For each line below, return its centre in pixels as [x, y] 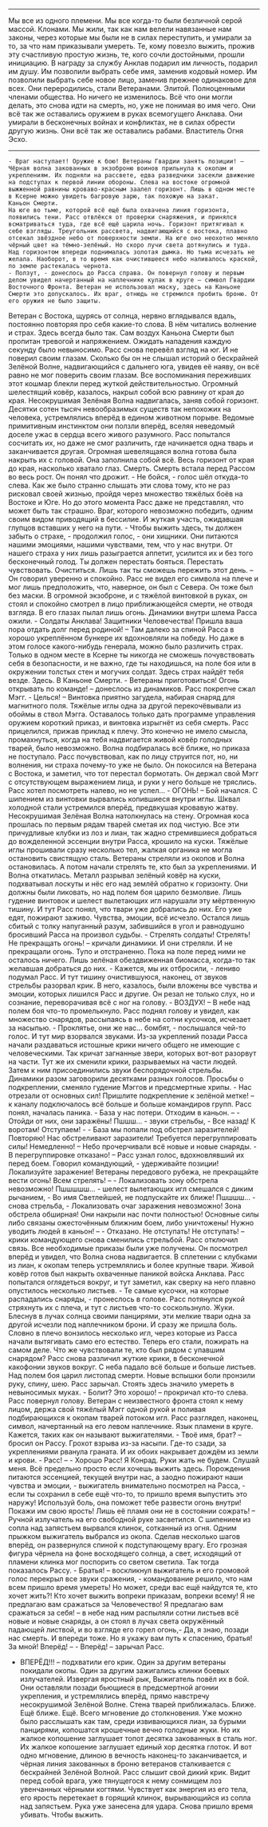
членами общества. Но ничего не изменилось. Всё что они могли [120, 97]
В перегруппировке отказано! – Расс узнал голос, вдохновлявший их [126, 1155]
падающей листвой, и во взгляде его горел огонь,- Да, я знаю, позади [128, 1630]
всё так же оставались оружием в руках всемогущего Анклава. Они [126, 114]
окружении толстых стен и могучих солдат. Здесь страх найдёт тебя [126, 672]
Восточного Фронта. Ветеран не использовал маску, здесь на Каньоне [124, 287]
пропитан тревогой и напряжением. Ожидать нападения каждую [120, 341]
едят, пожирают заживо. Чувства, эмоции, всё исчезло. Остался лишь [129, 917]
